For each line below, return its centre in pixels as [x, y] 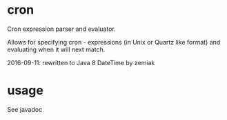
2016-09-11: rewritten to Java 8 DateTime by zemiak [81, 62]
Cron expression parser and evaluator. [61, 29]
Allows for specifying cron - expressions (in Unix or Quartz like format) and [114, 42]
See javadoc [25, 109]
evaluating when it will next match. [56, 49]
